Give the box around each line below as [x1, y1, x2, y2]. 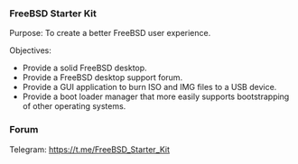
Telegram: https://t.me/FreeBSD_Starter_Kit [9, 143, 170, 155]
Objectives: [9, 45, 51, 56]
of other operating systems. [22, 101, 126, 112]
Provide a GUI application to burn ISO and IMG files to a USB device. [22, 82, 277, 93]
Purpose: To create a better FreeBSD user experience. [9, 28, 211, 39]
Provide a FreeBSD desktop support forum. [22, 72, 183, 83]
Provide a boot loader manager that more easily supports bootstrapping [22, 91, 290, 102]
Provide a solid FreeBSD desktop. [22, 62, 147, 74]
